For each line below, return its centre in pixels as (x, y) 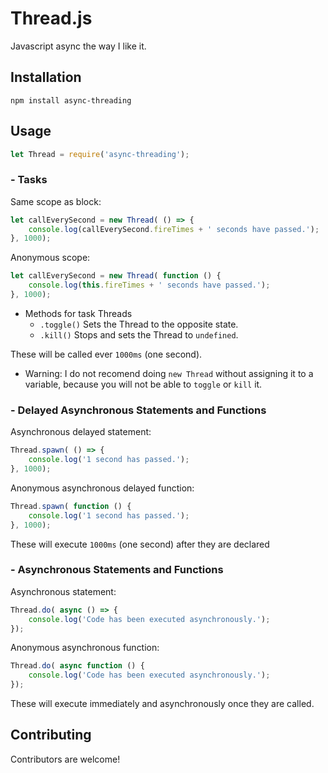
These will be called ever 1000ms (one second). (106, 354)
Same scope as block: (56, 201)
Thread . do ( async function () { (77, 666)
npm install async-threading (71, 100)
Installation (46, 77)
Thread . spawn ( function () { (71, 506)
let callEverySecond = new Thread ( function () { (116, 276)
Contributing (51, 735)
